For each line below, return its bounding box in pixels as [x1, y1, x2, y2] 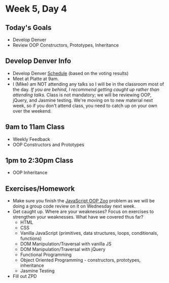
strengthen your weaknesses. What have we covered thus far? [12, 214, 144, 220]
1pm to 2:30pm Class [5, 156, 74, 165]
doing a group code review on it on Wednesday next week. [12, 203, 136, 209]
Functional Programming [20, 252, 72, 258]
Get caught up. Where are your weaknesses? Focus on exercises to [12, 208, 154, 215]
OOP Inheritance [12, 169, 48, 175]
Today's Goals [5, 23, 52, 32]
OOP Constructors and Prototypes [12, 141, 85, 148]
